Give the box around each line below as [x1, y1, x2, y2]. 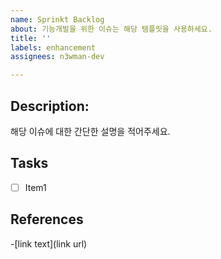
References [10, 211, 84, 228]
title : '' [10, 33, 52, 43]
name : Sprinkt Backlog [10, 14, 105, 25]
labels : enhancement [10, 42, 97, 53]
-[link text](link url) [10, 237, 88, 250]
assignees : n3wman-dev [10, 52, 105, 62]
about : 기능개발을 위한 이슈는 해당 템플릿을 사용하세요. [10, 24, 213, 34]
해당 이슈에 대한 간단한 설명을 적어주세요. [10, 125, 171, 137]
